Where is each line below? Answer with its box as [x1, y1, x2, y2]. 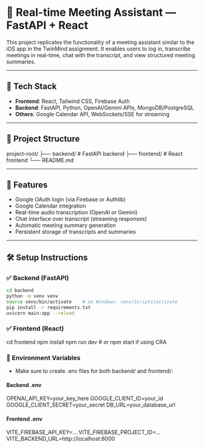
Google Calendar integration [15, 202, 86, 209]
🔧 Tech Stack [6, 82, 57, 92]
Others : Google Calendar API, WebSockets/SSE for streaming [15, 110, 170, 117]
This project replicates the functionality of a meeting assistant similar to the [6, 38, 195, 46]
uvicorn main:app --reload [6, 310, 75, 316]
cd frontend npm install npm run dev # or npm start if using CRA [6, 338, 167, 346]
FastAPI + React [6, 18, 89, 32]
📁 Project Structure [6, 134, 80, 144]
